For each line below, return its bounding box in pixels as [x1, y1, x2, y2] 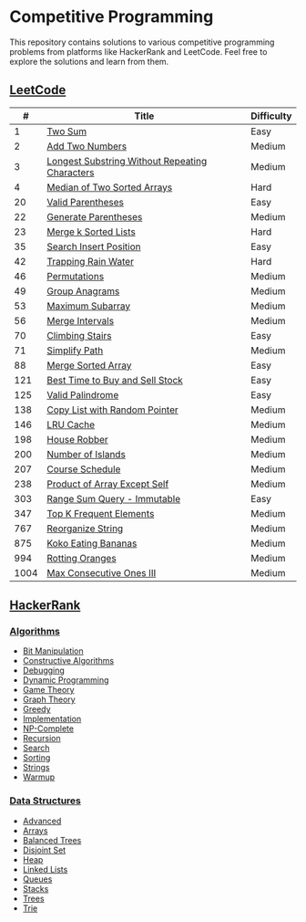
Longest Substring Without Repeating [46, 154, 208, 167]
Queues [22, 874, 53, 885]
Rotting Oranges [46, 551, 117, 564]
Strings [22, 762, 50, 773]
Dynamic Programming [22, 675, 109, 686]
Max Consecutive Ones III [46, 566, 157, 579]
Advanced [22, 815, 62, 826]
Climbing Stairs [46, 329, 112, 341]
